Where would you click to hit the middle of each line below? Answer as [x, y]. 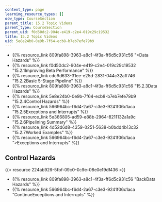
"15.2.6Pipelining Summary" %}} [44, 122]
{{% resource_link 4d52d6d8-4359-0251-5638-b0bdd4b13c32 [75, 127]
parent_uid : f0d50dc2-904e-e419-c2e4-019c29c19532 [57, 32]
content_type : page [25, 9]
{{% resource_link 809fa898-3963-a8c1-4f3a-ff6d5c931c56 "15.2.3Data [85, 86]
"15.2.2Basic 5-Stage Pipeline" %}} [47, 81]
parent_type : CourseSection [33, 28]
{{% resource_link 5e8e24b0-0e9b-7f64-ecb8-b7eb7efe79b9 [74, 96]
